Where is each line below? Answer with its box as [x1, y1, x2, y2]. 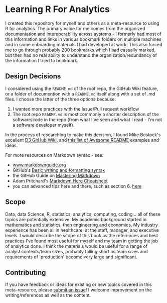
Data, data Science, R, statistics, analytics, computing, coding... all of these [5, 211, 160, 217]
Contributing [5, 268, 46, 277]
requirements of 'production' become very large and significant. [5, 254, 138, 260]
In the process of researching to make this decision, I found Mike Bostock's [5, 132, 161, 138]
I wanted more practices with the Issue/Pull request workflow [12, 106, 139, 112]
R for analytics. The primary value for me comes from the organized [5, 25, 145, 31]
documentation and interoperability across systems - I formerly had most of [5, 31, 162, 37]
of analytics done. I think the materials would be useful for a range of [5, 243, 148, 249]
